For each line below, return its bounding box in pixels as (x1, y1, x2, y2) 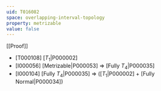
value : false (6, 25, 40, 32)
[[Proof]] (6, 42, 29, 50)
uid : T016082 (6, 8, 40, 15)
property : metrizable (6, 20, 62, 26)
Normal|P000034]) (15, 78, 63, 85)
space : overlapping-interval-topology (6, 15, 105, 21)
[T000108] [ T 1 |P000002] (15, 54, 78, 63)
